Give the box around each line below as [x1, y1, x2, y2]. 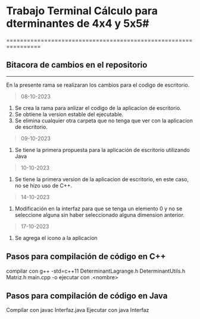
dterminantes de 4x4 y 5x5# [6, 17, 150, 30]
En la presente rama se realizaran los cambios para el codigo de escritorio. [6, 81, 190, 89]
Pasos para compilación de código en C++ [6, 251, 166, 262]
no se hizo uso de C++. [14, 182, 73, 189]
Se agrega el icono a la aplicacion [14, 234, 98, 241]
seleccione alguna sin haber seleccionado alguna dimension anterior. [14, 211, 185, 218]
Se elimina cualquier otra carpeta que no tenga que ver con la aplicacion [14, 117, 193, 124]
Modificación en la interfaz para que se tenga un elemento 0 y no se [14, 205, 183, 212]
